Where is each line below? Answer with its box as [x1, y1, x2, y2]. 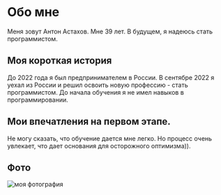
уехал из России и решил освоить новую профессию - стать [7, 81, 188, 89]
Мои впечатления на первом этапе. [7, 116, 171, 127]
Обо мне [7, 4, 60, 20]
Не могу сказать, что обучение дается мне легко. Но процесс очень [7, 134, 213, 143]
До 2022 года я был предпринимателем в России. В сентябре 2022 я [7, 73, 215, 81]
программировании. [7, 95, 68, 104]
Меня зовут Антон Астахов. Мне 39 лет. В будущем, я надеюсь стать [7, 27, 213, 36]
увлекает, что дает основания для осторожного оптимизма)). [7, 141, 191, 150]
